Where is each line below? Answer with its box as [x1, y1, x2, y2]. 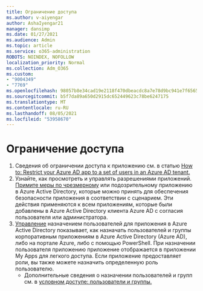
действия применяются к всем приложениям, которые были [14, 201, 173, 208]
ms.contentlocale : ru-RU [6, 104, 69, 111]
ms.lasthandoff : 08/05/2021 [6, 110, 77, 116]
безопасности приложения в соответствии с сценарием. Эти [14, 195, 174, 202]
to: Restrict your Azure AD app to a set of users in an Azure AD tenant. [14, 169, 190, 176]
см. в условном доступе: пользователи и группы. [24, 278, 152, 286]
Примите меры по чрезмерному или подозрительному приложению [14, 181, 193, 189]
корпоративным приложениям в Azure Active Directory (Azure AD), [14, 233, 187, 240]
